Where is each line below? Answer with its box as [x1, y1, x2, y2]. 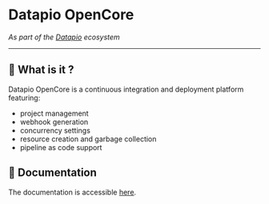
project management [19, 108, 90, 118]
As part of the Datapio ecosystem [8, 32, 120, 42]
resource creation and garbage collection [19, 134, 157, 144]
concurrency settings [19, 125, 90, 135]
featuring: [8, 92, 41, 102]
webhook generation [19, 116, 89, 126]
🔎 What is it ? [8, 63, 74, 77]
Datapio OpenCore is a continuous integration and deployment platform [8, 84, 244, 94]
